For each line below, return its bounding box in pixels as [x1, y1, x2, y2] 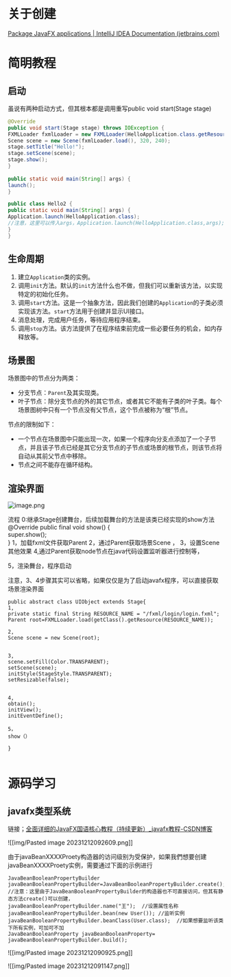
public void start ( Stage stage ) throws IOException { [8, 124, 165, 131]
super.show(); [8, 531, 47, 539]
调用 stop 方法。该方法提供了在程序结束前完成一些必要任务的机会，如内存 [17, 324, 223, 333]
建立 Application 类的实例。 [17, 272, 95, 281]
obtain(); [8, 701, 36, 708]
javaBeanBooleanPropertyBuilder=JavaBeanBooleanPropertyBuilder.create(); [8, 881, 226, 888]
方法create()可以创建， [12, 895, 74, 902]
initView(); [8, 707, 42, 714]
